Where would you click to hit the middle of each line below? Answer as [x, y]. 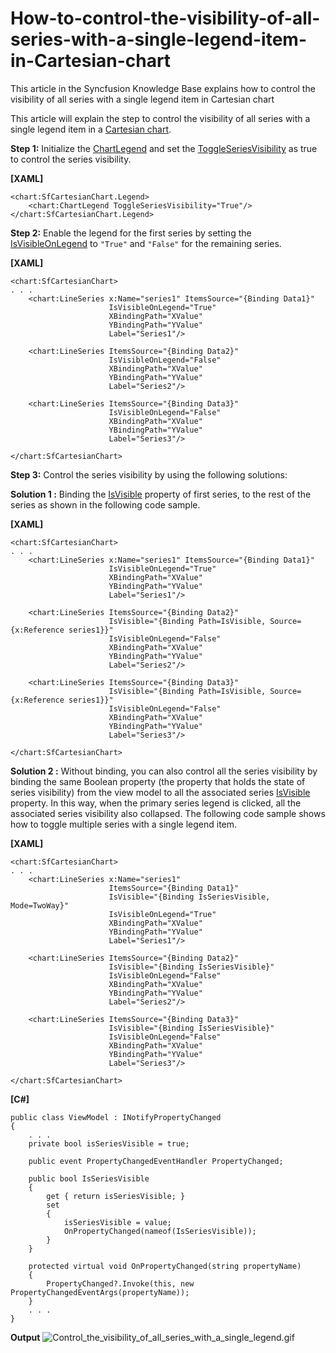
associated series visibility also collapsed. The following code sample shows [168, 813]
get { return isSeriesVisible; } [116, 1196]
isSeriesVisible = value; [117, 1222]
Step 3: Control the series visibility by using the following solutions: [149, 474]
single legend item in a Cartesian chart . [91, 129]
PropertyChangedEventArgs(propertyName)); [100, 1292]
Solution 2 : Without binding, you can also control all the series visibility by [164, 771]
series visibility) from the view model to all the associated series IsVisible [160, 792]
